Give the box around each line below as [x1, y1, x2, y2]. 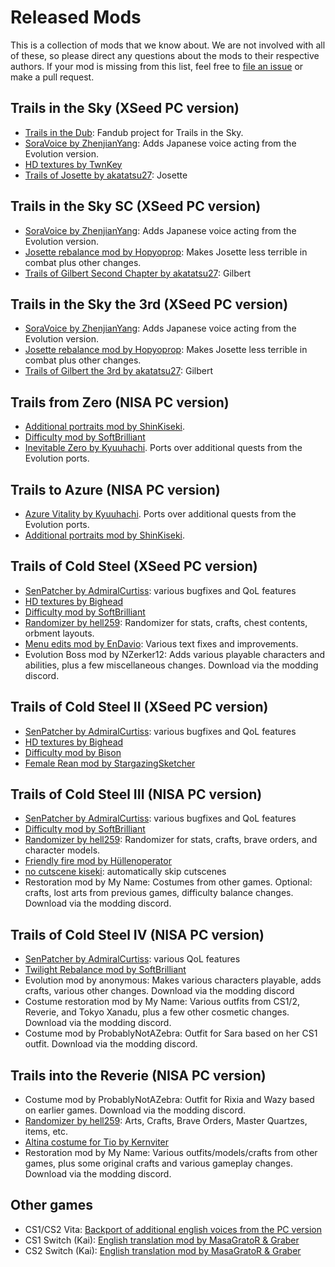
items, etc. [24, 1126, 69, 1138]
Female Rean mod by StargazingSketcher [24, 757, 196, 769]
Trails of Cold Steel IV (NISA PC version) [10, 926, 265, 943]
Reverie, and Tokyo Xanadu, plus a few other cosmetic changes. [24, 1006, 290, 1018]
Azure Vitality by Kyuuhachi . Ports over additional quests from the [24, 508, 297, 520]
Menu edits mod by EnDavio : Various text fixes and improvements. [24, 637, 299, 650]
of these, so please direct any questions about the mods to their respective [10, 49, 320, 61]
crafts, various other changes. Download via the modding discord [24, 985, 295, 997]
